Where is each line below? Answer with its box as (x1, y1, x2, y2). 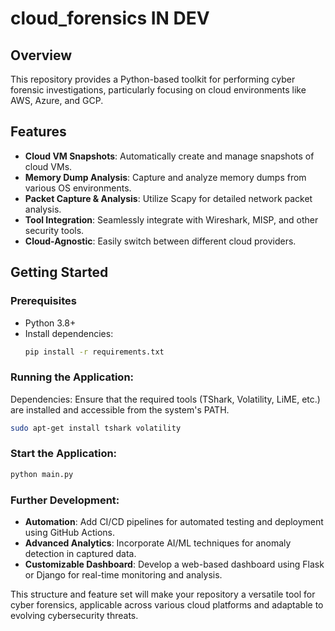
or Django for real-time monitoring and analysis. (24, 569, 223, 581)
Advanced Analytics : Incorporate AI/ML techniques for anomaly (24, 537, 292, 549)
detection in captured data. (24, 548, 137, 560)
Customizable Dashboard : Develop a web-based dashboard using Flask (24, 558, 325, 571)
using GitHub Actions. (24, 527, 115, 539)
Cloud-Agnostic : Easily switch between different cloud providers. (24, 235, 297, 247)
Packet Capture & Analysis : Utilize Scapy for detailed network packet (24, 192, 313, 204)
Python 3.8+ (24, 317, 77, 329)
